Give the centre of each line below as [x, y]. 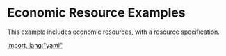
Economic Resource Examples [96, 13]
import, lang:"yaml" [35, 45]
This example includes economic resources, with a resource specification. [114, 32]
